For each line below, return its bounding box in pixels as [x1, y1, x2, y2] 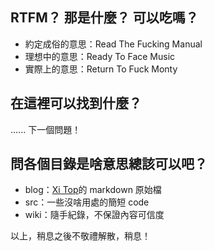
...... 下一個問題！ [10, 123, 82, 135]
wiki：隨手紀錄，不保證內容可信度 [24, 209, 165, 221]
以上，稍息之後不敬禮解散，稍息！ [10, 230, 151, 242]
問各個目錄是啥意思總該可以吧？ [10, 156, 208, 173]
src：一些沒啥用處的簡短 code [24, 196, 150, 208]
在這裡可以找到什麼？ [10, 95, 142, 112]
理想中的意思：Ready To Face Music [24, 50, 176, 62]
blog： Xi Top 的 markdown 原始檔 [24, 184, 162, 196]
